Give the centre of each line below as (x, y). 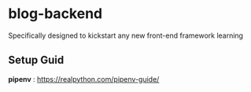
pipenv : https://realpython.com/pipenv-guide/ (84, 79)
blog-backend (55, 14)
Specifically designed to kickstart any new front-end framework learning (126, 35)
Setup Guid (36, 60)
